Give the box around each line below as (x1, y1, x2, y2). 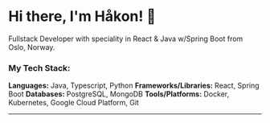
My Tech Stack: (8, 62, 71, 73)
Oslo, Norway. (8, 42, 55, 51)
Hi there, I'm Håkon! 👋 (8, 7, 157, 26)
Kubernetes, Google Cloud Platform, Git (8, 98, 139, 108)
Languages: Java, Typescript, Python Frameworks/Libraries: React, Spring (8, 80, 260, 91)
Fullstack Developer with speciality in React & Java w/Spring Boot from (8, 34, 243, 43)
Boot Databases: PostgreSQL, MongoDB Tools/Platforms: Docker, (8, 89, 230, 99)
